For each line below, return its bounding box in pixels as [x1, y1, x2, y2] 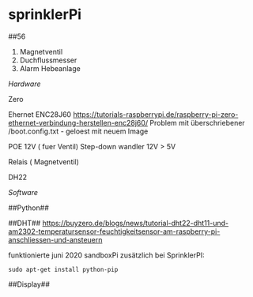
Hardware [8, 79, 41, 88]
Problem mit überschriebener [149, 118, 245, 127]
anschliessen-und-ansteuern [8, 235, 103, 244]
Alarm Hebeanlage [19, 63, 81, 73]
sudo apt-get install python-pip [8, 265, 119, 273]
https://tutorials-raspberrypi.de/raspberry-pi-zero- [73, 109, 239, 119]
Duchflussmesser [19, 55, 77, 65]
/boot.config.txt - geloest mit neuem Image [8, 126, 149, 136]
